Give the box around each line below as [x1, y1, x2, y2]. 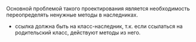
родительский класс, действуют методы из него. [14, 29, 141, 36]
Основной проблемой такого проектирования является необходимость [6, 5, 190, 12]
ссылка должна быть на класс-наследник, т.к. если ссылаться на [14, 23, 183, 30]
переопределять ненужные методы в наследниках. [6, 11, 139, 18]
